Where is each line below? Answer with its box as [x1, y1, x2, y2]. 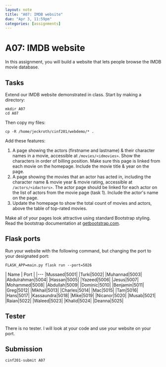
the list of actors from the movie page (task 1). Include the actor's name [12, 189, 159, 195]
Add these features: [5, 138, 46, 144]
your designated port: [5, 253, 50, 259]
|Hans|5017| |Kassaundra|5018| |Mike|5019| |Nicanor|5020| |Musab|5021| [5, 292, 156, 298]
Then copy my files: [5, 120, 46, 125]
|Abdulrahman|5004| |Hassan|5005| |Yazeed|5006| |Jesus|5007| [5, 276, 139, 283]
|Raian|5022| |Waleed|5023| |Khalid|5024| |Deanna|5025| [5, 298, 124, 304]
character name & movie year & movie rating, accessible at [12, 179, 133, 185]
